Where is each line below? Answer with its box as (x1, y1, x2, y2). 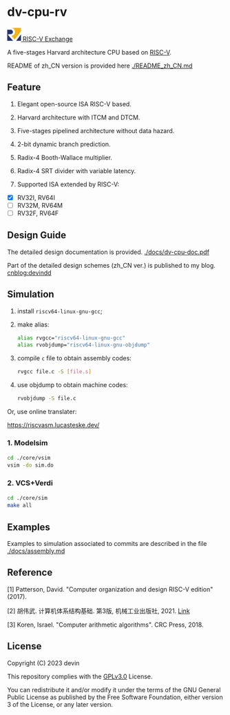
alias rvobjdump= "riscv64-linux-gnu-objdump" (17, 342, 150, 349)
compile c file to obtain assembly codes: (17, 354, 132, 362)
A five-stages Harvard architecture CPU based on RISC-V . (7, 48, 172, 56)
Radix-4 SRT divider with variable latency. (17, 166, 136, 175)
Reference (7, 567, 53, 578)
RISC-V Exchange (22, 35, 74, 43)
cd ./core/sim (7, 495, 48, 502)
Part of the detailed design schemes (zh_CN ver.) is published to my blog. (7, 261, 216, 269)
